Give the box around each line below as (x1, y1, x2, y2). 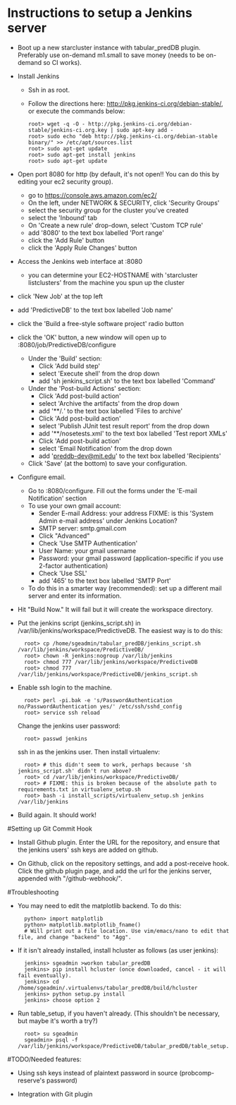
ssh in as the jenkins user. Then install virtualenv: (17, 747, 161, 756)
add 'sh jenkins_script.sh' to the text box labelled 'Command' (38, 376, 216, 385)
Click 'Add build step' (38, 361, 101, 370)
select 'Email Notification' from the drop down (38, 444, 173, 452)
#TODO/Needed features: (7, 1055, 82, 1063)
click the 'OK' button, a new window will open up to (17, 333, 167, 342)
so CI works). (43, 58, 82, 66)
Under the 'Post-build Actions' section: (27, 384, 141, 392)
